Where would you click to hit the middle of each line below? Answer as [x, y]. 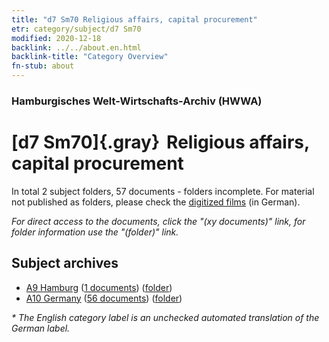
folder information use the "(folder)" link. [95, 232]
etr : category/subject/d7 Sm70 [76, 29]
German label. [41, 328]
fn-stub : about [43, 66]
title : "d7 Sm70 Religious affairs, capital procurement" [134, 19]
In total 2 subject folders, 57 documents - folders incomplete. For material [163, 191]
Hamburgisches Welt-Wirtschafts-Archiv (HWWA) [137, 101]
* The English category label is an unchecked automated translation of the [165, 317]
